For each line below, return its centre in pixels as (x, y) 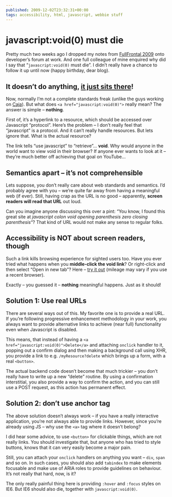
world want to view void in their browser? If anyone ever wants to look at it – (86, 151)
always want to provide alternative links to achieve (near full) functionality (84, 324)
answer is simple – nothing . (35, 110)
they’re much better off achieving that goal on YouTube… (66, 157)
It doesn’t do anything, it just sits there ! (70, 87)
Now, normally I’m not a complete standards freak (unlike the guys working (85, 99)
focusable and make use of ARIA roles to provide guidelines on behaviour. (84, 468)
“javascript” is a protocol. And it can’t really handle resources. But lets (79, 130)
